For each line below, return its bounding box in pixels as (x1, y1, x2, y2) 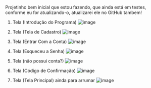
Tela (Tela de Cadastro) (12, 29, 62, 34)
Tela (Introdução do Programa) (12, 19, 77, 25)
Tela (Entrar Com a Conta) (12, 38, 67, 44)
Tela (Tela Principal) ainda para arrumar (12, 77, 95, 83)
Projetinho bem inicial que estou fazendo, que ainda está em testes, (5, 4, 146, 10)
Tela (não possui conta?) (12, 58, 64, 64)
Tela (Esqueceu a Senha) (12, 48, 65, 54)
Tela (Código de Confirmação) (12, 67, 76, 73)
